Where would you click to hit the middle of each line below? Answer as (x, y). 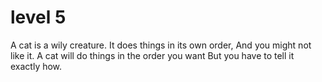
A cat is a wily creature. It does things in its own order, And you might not (161, 45)
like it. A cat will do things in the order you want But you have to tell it (152, 55)
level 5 (38, 17)
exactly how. (36, 66)
